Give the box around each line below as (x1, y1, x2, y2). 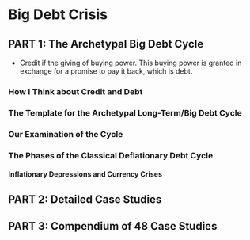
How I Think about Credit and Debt (8, 86, 143, 97)
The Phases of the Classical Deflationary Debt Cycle (8, 150, 214, 161)
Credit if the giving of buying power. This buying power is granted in (19, 58, 242, 67)
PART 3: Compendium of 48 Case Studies (8, 219, 218, 233)
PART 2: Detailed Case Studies (8, 192, 162, 206)
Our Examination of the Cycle (8, 128, 123, 139)
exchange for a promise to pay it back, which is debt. (19, 67, 193, 76)
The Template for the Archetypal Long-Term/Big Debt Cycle (8, 107, 243, 118)
